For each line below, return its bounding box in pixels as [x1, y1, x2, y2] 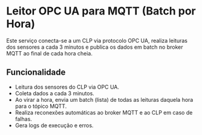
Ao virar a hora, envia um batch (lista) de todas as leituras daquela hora [15, 96, 194, 103]
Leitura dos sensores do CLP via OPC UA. [15, 83, 120, 90]
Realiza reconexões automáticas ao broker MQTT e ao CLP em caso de [15, 108, 193, 116]
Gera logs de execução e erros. [15, 122, 94, 129]
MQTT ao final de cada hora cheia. [6, 49, 93, 57]
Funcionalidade [6, 67, 66, 78]
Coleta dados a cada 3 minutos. [15, 89, 95, 97]
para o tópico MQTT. [15, 102, 67, 110]
